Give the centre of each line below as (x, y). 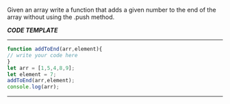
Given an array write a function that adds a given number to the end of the (112, 10)
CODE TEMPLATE (33, 30)
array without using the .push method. (61, 17)
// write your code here (42, 55)
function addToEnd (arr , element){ (55, 49)
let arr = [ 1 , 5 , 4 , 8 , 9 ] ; (41, 68)
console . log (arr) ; (33, 87)
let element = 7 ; (32, 74)
